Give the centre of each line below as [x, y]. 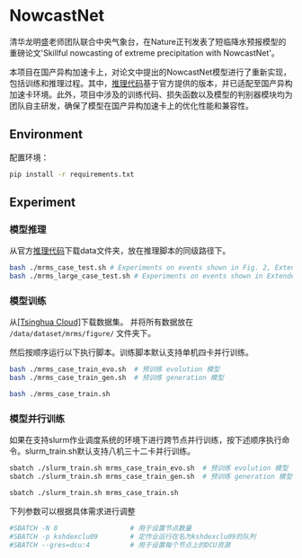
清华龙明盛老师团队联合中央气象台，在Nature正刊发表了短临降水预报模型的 [148, 41]
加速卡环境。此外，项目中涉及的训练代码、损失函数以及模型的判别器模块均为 [151, 94]
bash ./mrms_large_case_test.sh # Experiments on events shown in [136, 276]
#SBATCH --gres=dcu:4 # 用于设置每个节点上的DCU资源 [120, 545]
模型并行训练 [37, 419]
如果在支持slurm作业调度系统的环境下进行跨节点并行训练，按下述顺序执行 [146, 440]
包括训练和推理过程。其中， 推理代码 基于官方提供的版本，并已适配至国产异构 [151, 83]
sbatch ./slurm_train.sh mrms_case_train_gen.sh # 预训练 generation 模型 [151, 477]
